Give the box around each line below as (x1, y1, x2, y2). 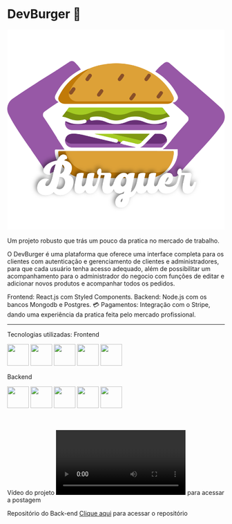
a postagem (7, 496, 41, 504)
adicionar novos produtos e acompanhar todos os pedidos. (7, 279, 175, 288)
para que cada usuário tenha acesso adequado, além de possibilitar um (7, 265, 211, 273)
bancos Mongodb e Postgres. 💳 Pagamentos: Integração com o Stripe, (7, 301, 211, 309)
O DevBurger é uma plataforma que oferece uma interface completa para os (7, 250, 224, 259)
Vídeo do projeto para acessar (7, 489, 224, 497)
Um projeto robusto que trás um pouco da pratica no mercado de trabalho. (7, 236, 220, 245)
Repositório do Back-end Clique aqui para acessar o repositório (7, 509, 188, 518)
